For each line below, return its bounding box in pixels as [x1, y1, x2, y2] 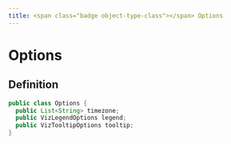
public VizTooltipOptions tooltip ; [15, 122, 134, 130]
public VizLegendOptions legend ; [15, 114, 127, 122]
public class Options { [8, 99, 88, 107]
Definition [8, 78, 58, 92]
